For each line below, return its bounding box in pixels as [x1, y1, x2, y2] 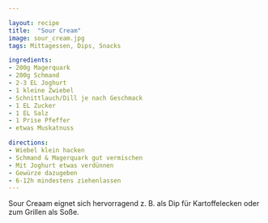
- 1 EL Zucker [8, 101, 57, 109]
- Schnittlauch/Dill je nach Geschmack [8, 94, 143, 102]
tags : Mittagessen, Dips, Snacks [8, 41, 121, 49]
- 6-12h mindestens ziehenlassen [8, 176, 121, 185]
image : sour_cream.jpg [8, 34, 85, 42]
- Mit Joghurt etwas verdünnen [8, 161, 114, 169]
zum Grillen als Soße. [8, 208, 79, 217]
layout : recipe [8, 19, 60, 27]
